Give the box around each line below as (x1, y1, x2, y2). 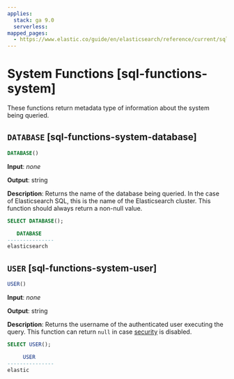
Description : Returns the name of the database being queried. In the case (7, 189, 219, 197)
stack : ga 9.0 (13, 17, 54, 24)
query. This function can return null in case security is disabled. (7, 328, 192, 336)
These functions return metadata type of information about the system (7, 104, 210, 112)
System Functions (7, 66, 114, 82)
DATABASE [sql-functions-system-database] (7, 131, 197, 143)
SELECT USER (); (7, 341, 52, 348)
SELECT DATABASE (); (7, 217, 64, 225)
